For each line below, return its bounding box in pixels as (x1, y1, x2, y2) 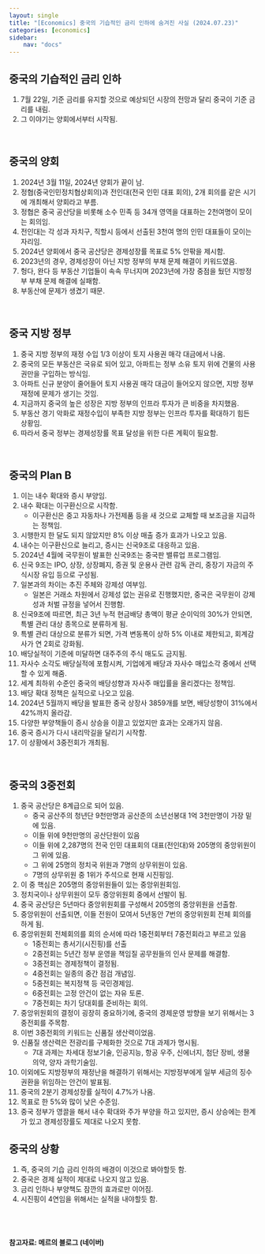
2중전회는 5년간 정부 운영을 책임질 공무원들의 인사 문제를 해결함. (32, 949, 230, 959)
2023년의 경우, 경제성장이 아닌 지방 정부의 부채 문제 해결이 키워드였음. (20, 256, 237, 265)
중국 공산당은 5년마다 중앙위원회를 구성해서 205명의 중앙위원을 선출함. (20, 899, 237, 909)
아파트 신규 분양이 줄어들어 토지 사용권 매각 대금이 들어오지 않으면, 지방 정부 (20, 378, 255, 388)
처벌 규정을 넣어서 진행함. (47, 599, 125, 609)
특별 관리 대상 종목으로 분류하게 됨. (20, 619, 129, 629)
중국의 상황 (9, 1142, 60, 1155)
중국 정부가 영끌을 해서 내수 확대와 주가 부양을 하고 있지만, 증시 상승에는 (20, 1107, 241, 1117)
